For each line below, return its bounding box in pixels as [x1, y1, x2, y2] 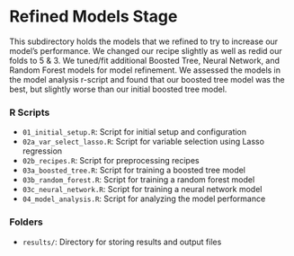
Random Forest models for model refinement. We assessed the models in [9, 65, 281, 75]
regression [22, 146, 63, 156]
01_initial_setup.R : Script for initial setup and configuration [22, 127, 247, 137]
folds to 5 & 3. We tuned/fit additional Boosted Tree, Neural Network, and [9, 55, 281, 66]
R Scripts [9, 106, 50, 119]
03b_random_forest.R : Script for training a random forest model [22, 174, 255, 185]
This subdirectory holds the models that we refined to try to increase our [9, 36, 279, 47]
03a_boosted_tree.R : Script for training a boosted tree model [22, 164, 245, 176]
